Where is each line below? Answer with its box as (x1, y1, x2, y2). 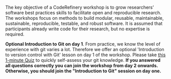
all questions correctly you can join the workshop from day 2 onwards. (5, 63, 158, 68)
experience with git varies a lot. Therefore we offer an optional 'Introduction (5, 47, 164, 52)
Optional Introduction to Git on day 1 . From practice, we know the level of (5, 41, 161, 47)
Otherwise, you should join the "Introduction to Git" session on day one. (5, 68, 162, 74)
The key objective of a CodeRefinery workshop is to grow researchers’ (5, 5, 154, 10)
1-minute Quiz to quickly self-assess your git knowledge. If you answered (5, 57, 161, 63)
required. (5, 31, 25, 37)
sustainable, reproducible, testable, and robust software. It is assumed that (5, 20, 163, 26)
